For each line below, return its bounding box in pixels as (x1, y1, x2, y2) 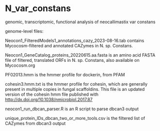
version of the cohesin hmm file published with (5, 91, 98, 97)
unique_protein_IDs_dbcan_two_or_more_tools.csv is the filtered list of (5, 115, 145, 121)
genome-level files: (5, 28, 44, 34)
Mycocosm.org (5, 62, 35, 68)
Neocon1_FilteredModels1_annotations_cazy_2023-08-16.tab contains (5, 37, 144, 44)
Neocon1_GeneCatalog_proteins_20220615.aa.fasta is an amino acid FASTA (5, 52, 156, 58)
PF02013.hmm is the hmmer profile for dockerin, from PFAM (5, 72, 125, 77)
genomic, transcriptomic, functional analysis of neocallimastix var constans (5, 19, 156, 25)
